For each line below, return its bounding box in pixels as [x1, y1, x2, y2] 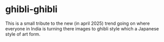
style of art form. [5, 31, 41, 37]
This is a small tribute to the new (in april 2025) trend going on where [5, 20, 150, 26]
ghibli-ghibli [5, 4, 58, 15]
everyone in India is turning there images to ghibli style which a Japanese [5, 25, 159, 31]
